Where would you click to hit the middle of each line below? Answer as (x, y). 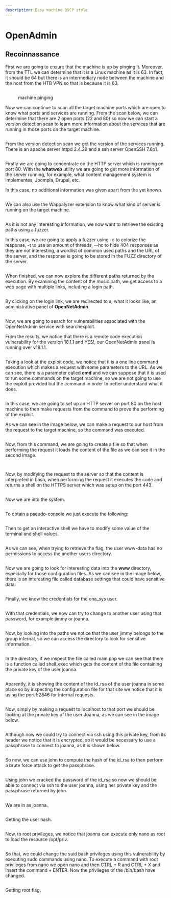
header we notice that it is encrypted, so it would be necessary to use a (80, 740)
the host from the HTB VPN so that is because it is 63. (62, 83)
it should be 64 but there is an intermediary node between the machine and (85, 77)
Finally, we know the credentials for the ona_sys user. (62, 599)
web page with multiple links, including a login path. (60, 287)
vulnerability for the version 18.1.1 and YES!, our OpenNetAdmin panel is (80, 342)
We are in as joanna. (27, 805)
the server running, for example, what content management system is (78, 174)
